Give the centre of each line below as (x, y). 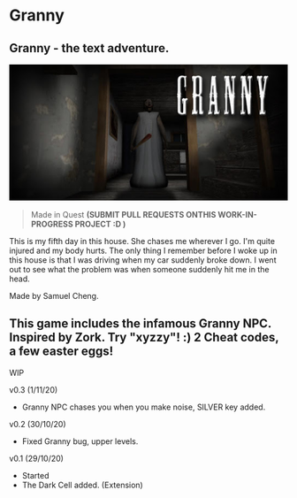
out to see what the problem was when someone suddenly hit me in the (139, 270)
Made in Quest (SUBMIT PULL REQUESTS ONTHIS (123, 215)
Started (35, 475)
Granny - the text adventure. (89, 48)
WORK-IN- (238, 215)
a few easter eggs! (61, 352)
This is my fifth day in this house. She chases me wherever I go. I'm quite (142, 241)
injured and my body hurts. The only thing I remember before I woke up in (143, 251)
